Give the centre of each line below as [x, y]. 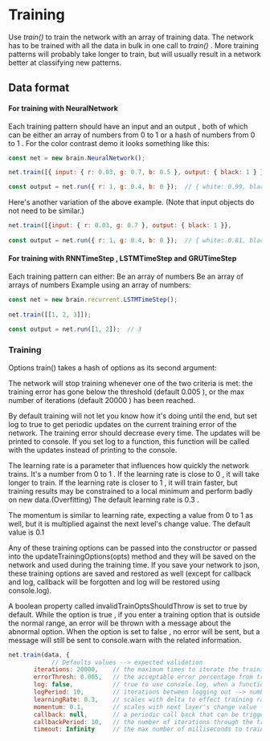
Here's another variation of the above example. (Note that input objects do [131, 202]
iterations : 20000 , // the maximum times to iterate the [136, 670]
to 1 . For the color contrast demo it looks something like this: [109, 143]
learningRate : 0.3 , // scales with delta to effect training [143, 699]
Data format [39, 88]
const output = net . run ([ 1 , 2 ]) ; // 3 [75, 330]
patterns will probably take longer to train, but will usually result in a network [135, 54]
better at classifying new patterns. [65, 63]
